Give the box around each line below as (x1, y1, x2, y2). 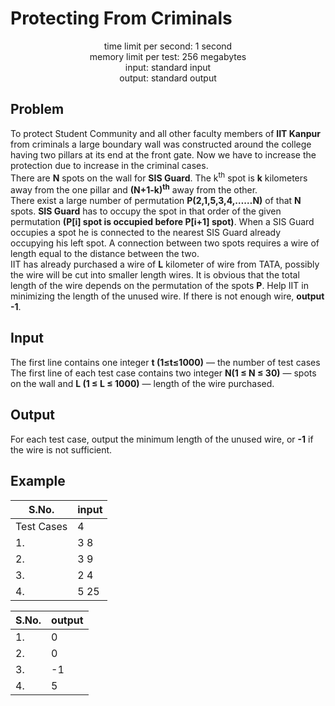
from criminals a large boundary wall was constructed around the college (10, 138, 312, 150)
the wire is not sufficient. (10, 443, 113, 456)
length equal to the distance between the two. (10, 248, 200, 260)
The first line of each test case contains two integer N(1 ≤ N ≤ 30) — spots (10, 367, 317, 379)
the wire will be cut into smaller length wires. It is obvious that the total (10, 269, 300, 281)
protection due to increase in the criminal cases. (10, 159, 209, 171)
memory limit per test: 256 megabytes (89, 50, 247, 62)
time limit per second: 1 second (103, 40, 233, 52)
